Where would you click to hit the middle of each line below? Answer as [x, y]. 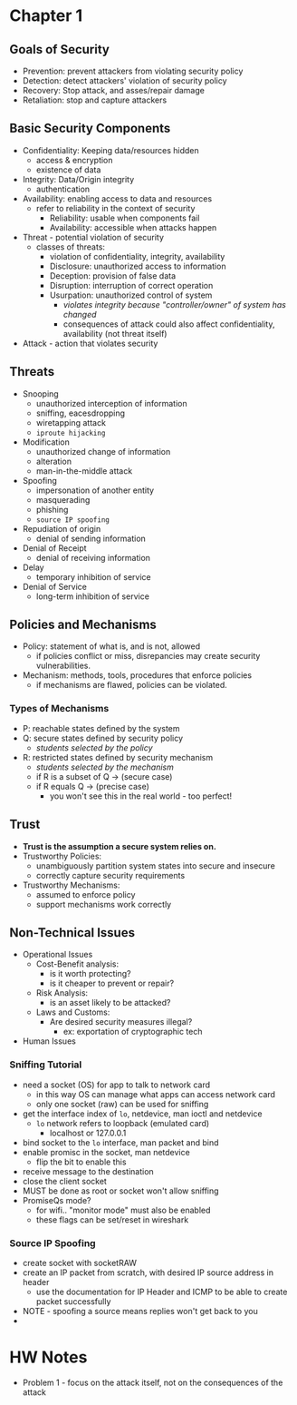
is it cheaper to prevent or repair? [112, 983]
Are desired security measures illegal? [121, 1022]
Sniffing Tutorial [46, 1065]
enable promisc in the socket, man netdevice [106, 1152]
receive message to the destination [88, 1171]
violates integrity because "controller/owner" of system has [175, 304]
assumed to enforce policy [86, 894]
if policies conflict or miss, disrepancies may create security [148, 656]
